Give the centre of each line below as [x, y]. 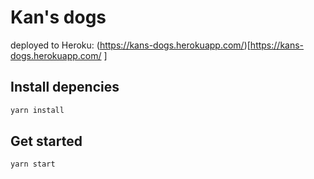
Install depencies [65, 87]
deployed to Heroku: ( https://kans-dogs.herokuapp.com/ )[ [130, 45]
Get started [46, 141]
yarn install [37, 110]
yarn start [33, 164]
